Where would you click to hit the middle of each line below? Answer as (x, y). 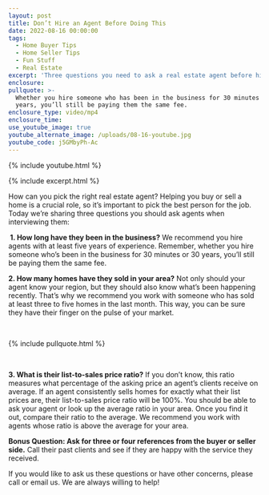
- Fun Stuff (36, 61)
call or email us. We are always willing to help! (84, 482)
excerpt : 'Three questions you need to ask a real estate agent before (130, 75)
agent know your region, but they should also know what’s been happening (132, 287)
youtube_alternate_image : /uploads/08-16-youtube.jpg (100, 135)
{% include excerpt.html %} (54, 180)
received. (24, 458)
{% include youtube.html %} (55, 165)
